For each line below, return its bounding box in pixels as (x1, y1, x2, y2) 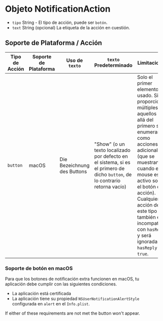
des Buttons (60, 168, 87, 175)
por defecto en (94, 152, 128, 159)
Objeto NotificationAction (5, 3, 111, 15)
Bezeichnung (60, 162, 90, 169)
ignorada (137, 238, 158, 245)
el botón (137, 183, 156, 190)
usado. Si (137, 92, 159, 98)
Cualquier (137, 195, 160, 202)
